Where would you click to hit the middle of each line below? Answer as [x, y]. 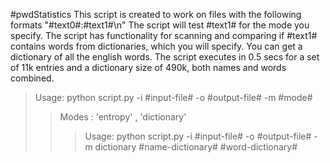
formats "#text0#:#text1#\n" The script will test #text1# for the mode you [160, 25]
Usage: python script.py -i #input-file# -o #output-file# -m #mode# [173, 97]
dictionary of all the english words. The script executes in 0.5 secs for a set [165, 57]
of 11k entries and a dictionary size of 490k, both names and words [148, 67]
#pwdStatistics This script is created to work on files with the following [156, 14]
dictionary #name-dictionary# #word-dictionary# [196, 147]
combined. [32, 78]
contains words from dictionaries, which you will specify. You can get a [156, 46]
